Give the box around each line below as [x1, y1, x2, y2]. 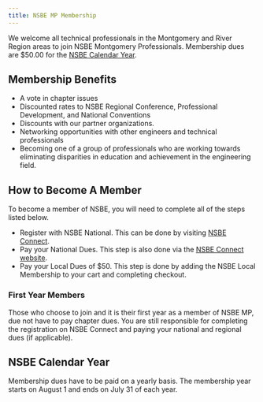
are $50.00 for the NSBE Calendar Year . [8, 50, 138, 59]
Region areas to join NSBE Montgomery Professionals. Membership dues [8, 41, 245, 51]
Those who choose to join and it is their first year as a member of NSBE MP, [8, 307, 254, 317]
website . [19, 253, 48, 262]
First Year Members [8, 289, 85, 300]
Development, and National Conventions [19, 110, 151, 120]
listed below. [8, 213, 50, 222]
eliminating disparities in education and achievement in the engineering [19, 152, 251, 162]
